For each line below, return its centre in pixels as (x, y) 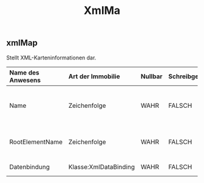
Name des (24, 72)
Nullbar (151, 76)
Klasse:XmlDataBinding (102, 167)
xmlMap (22, 43)
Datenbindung (30, 167)
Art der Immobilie (94, 76)
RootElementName (36, 142)
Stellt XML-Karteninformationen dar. (51, 58)
